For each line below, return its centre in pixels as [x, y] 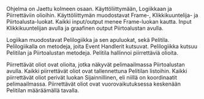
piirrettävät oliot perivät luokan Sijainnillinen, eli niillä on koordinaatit [92, 77]
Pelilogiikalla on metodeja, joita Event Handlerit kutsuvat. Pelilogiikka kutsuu [102, 46]
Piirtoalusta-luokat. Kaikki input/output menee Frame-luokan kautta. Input [99, 22]
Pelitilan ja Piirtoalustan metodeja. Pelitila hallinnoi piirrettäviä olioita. [93, 53]
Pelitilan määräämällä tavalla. [43, 90]
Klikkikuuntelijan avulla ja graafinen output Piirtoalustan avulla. [85, 28]
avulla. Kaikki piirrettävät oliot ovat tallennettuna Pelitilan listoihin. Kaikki [97, 71]
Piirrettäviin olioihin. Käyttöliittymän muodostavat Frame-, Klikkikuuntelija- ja [102, 15]
